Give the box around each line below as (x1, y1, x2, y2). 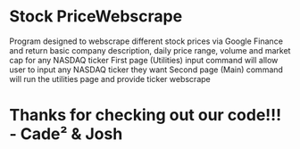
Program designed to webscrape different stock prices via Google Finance (9, 36, 284, 46)
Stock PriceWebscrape (9, 6, 183, 27)
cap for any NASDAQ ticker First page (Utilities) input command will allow (9, 54, 279, 65)
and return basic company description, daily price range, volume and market (9, 45, 291, 55)
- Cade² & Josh (9, 124, 123, 145)
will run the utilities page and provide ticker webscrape (9, 73, 212, 84)
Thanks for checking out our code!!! (9, 105, 282, 126)
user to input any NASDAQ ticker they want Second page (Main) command (9, 64, 284, 75)
